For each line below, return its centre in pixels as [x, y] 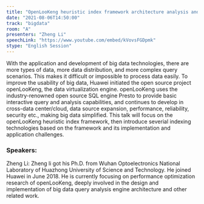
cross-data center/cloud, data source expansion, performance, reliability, [98, 108]
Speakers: [22, 150]
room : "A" [19, 29]
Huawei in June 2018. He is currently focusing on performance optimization [101, 177]
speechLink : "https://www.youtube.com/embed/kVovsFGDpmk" [81, 40]
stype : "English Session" [39, 46]
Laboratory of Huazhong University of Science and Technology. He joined [99, 170]
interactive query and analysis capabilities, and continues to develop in [95, 102]
